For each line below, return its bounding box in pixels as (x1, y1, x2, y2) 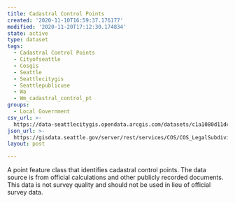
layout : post (7, 141, 45, 148)
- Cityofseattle (13, 56, 61, 63)
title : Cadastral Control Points (7, 10, 105, 17)
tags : (7, 43, 23, 50)
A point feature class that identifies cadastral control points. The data (7, 166, 206, 174)
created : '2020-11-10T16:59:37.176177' (7, 17, 124, 24)
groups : (7, 101, 30, 108)
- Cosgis (13, 62, 39, 69)
